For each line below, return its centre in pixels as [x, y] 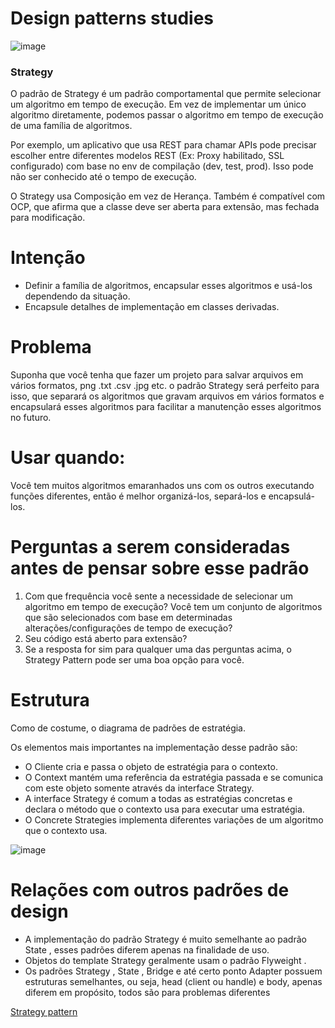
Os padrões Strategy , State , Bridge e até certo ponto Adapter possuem [173, 971]
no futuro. [31, 418]
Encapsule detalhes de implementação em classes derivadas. [152, 307]
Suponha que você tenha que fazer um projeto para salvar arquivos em [157, 375]
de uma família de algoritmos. [71, 126]
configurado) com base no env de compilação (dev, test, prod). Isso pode [162, 166]
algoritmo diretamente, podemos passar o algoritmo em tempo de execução [167, 115]
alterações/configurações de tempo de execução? [128, 628]
